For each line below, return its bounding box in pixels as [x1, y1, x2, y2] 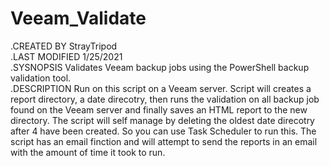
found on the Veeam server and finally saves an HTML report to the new [10, 103, 308, 116]
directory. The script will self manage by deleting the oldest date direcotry [10, 114, 315, 126]
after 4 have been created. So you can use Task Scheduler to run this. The [10, 125, 317, 137]
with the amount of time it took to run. [10, 146, 166, 158]
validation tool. [10, 72, 72, 84]
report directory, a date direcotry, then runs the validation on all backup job [10, 93, 320, 105]
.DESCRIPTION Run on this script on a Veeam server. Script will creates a [10, 82, 312, 94]
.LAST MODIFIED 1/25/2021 [10, 50, 123, 62]
